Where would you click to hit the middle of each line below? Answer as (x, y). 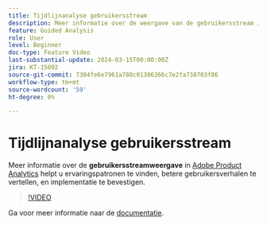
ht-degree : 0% (32, 97)
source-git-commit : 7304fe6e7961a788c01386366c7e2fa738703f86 (113, 75)
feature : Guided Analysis (51, 30)
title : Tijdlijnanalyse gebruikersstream (78, 16)
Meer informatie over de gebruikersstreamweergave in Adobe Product (125, 165)
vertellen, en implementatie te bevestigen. (77, 182)
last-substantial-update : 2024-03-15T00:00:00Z (89, 60)
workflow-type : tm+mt (44, 82)
